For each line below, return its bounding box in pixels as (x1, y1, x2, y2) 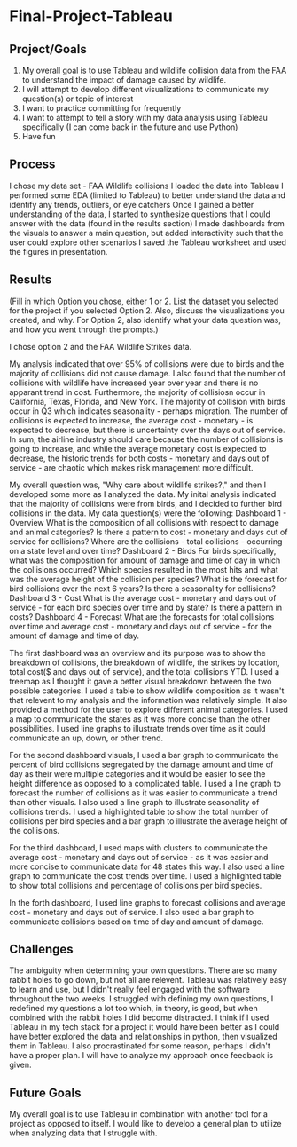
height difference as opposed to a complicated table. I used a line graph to (9, 778, 282, 788)
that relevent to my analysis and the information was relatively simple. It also (9, 694, 288, 705)
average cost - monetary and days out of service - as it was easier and (9, 851, 269, 862)
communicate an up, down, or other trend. (9, 732, 164, 743)
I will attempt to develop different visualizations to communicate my (21, 84, 269, 94)
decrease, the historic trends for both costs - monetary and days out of (9, 453, 270, 463)
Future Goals (9, 1085, 82, 1100)
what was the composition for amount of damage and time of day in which (9, 555, 281, 566)
